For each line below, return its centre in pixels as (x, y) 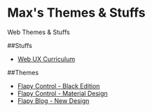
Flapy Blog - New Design (53, 101)
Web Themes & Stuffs (39, 32)
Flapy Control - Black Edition (58, 86)
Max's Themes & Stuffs (76, 13)
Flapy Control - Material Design (63, 93)
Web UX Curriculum (46, 59)
